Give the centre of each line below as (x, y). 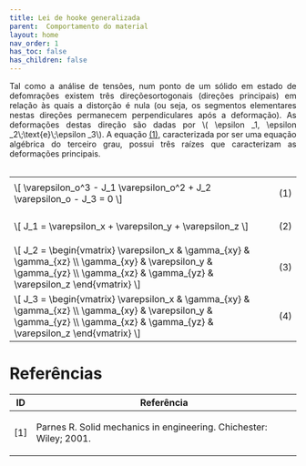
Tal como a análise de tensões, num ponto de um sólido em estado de (153, 86)
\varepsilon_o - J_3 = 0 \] (68, 199)
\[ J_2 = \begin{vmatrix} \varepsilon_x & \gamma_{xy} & (132, 250)
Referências (56, 374)
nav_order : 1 (34, 43)
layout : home (34, 35)
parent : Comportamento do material (79, 26)
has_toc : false (38, 52)
